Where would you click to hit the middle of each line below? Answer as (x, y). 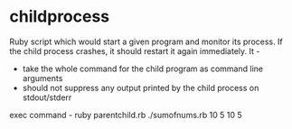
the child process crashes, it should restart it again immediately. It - (135, 51)
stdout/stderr (47, 97)
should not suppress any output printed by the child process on (141, 88)
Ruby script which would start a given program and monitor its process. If (146, 41)
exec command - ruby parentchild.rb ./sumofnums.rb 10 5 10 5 (126, 115)
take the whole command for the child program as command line (143, 69)
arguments (42, 78)
